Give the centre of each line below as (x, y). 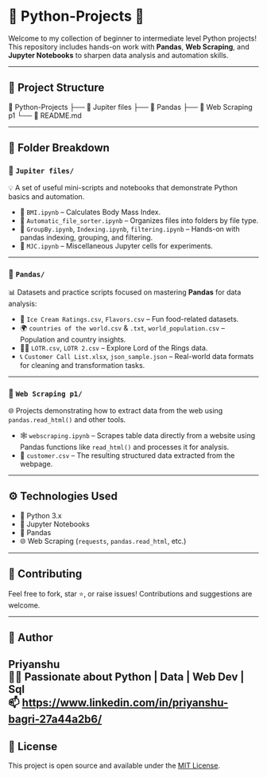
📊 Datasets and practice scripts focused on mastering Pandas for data (125, 292)
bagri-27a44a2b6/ (55, 719)
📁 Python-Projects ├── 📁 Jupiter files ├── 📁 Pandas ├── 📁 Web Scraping (130, 107)
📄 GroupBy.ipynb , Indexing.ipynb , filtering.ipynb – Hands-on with (130, 229)
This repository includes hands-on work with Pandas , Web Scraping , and (129, 46)
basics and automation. (46, 197)
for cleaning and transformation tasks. (82, 365)
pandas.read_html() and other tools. (67, 420)
